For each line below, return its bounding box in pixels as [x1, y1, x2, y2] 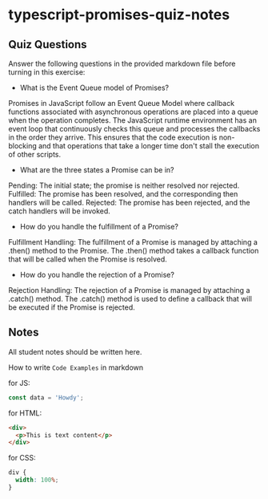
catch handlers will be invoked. [8, 206, 110, 216]
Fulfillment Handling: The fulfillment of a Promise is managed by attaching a [8, 237, 258, 246]
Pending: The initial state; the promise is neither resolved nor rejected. [8, 181, 240, 190]
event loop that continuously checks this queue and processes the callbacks [8, 124, 261, 133]
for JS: [8, 378, 30, 387]
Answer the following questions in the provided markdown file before [8, 59, 236, 68]
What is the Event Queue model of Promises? [19, 83, 170, 92]
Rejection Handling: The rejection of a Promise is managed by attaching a [8, 286, 250, 294]
